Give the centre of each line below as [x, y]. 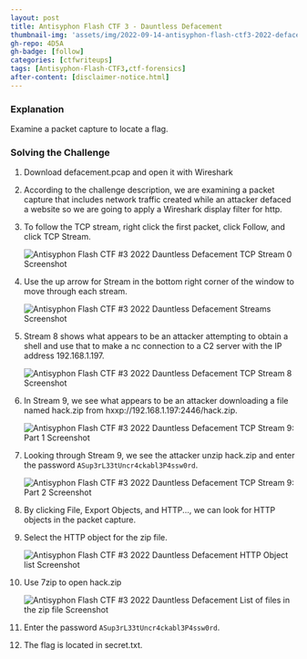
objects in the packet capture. [79, 520]
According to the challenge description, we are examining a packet [149, 190]
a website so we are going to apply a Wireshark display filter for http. [153, 210]
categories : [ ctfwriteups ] [61, 60]
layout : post [35, 18]
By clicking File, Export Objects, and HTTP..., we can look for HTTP [149, 510]
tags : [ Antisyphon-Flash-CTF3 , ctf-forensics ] [98, 69]
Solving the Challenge [60, 152]
